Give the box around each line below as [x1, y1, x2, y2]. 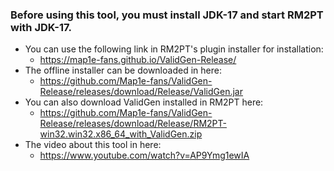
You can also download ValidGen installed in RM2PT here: [24, 96, 264, 108]
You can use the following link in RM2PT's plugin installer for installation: [24, 43, 324, 55]
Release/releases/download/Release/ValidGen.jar [39, 86, 243, 98]
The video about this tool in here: [24, 139, 162, 151]
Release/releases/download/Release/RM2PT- [39, 118, 227, 130]
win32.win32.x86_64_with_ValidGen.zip [39, 128, 203, 140]
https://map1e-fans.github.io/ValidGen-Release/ [39, 54, 237, 66]
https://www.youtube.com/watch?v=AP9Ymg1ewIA [39, 149, 250, 162]
